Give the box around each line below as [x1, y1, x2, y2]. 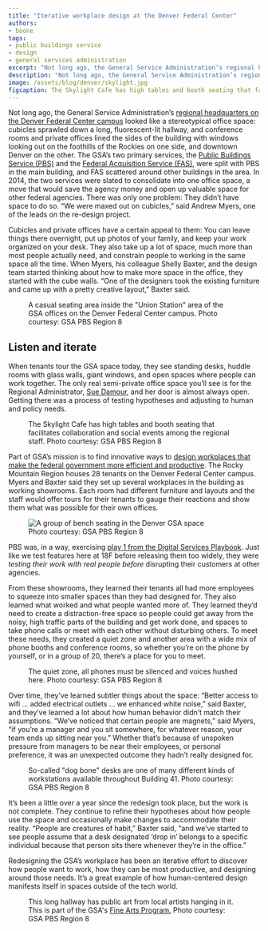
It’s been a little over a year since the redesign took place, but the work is [8, 798, 249, 808]
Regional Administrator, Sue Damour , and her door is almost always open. [8, 387, 250, 396]
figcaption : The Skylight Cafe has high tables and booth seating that [8, 86, 251, 94]
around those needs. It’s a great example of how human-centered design [8, 873, 248, 883]
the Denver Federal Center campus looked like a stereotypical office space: [8, 117, 256, 126]
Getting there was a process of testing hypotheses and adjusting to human [8, 396, 254, 405]
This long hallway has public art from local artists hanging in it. [28, 897, 234, 907]
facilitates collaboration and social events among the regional [28, 428, 230, 438]
